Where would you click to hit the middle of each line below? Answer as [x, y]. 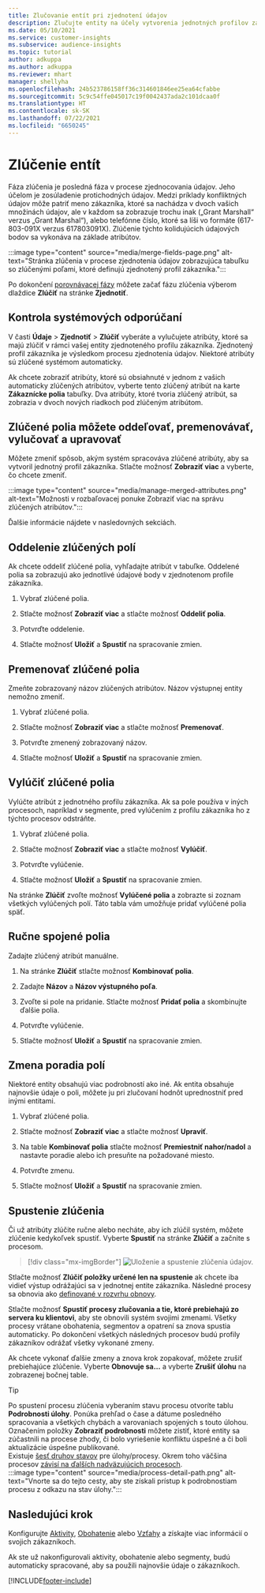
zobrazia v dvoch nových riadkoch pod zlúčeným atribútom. [106, 402]
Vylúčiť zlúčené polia [62, 783]
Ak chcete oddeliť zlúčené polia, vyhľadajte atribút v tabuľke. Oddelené [124, 566]
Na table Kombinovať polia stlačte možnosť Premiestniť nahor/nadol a [135, 1147]
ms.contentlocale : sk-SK [49, 111]
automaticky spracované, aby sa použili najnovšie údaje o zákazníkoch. [124, 1565]
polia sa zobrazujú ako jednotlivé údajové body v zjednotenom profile [121, 575]
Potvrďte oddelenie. [52, 629]
